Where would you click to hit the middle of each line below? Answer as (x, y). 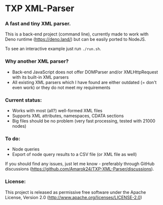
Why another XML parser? (37, 61)
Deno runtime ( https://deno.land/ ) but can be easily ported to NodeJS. (75, 39)
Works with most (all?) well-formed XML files (57, 111)
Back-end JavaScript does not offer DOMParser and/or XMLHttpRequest (85, 72)
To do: (13, 139)
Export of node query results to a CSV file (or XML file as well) (74, 154)
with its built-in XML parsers (40, 77)
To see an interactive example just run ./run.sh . (53, 49)
